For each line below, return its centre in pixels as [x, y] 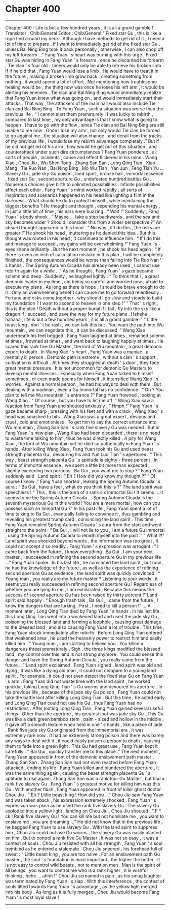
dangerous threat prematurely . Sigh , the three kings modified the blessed [83, 649]
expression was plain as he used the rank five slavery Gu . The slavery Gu [82, 805]
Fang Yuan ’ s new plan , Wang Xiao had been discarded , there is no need [83, 433]
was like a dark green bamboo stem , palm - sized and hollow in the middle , [84, 719]
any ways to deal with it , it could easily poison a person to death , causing [83, 741]
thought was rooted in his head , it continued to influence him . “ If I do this [83, 238]
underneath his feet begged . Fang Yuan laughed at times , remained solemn [85, 336]
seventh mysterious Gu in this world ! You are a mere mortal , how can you [83, 503]
